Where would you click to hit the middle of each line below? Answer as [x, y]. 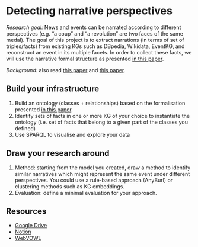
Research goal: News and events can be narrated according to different [94, 27]
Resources [26, 211]
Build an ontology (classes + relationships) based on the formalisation [100, 103]
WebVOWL [28, 238]
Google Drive [31, 226]
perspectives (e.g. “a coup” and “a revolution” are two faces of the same [95, 33]
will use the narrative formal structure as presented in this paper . [85, 59]
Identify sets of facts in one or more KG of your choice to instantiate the [102, 116]
